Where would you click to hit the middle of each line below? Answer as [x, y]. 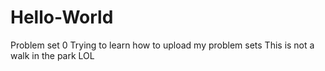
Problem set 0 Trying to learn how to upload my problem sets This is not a [162, 45]
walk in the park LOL [52, 55]
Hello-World [62, 17]
